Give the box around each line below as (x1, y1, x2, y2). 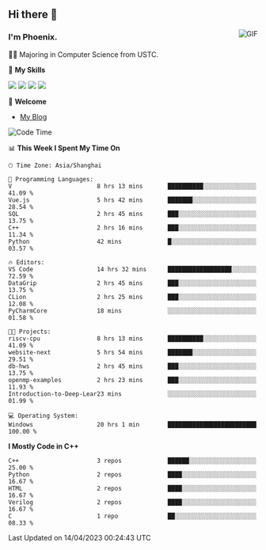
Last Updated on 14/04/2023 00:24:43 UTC (8, 533, 152, 542)
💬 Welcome (8, 97, 47, 106)
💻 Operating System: (8, 412, 79, 419)
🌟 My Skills (8, 65, 46, 74)
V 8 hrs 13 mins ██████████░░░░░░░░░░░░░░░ (8, 182, 257, 190)
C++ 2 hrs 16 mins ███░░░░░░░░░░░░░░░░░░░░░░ (8, 223, 257, 232)
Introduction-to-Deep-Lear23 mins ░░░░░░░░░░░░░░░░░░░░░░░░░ (8, 389, 257, 398)
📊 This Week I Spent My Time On (8, 143, 120, 153)
